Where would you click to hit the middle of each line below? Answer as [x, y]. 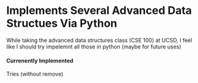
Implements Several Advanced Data [99, 11]
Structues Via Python [62, 23]
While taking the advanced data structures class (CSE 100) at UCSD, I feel [99, 40]
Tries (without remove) [35, 74]
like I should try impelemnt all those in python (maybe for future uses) [94, 47]
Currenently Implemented [40, 61]
